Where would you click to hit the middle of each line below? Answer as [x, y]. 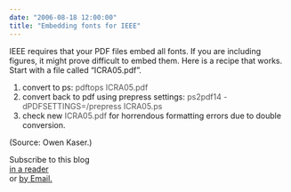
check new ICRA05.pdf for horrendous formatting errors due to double [152, 116]
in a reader [29, 169]
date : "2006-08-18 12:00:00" [63, 17]
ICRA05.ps [143, 106]
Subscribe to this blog [49, 159]
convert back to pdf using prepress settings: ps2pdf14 [122, 96]
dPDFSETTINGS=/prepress [72, 106]
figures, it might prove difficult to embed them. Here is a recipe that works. [146, 60]
